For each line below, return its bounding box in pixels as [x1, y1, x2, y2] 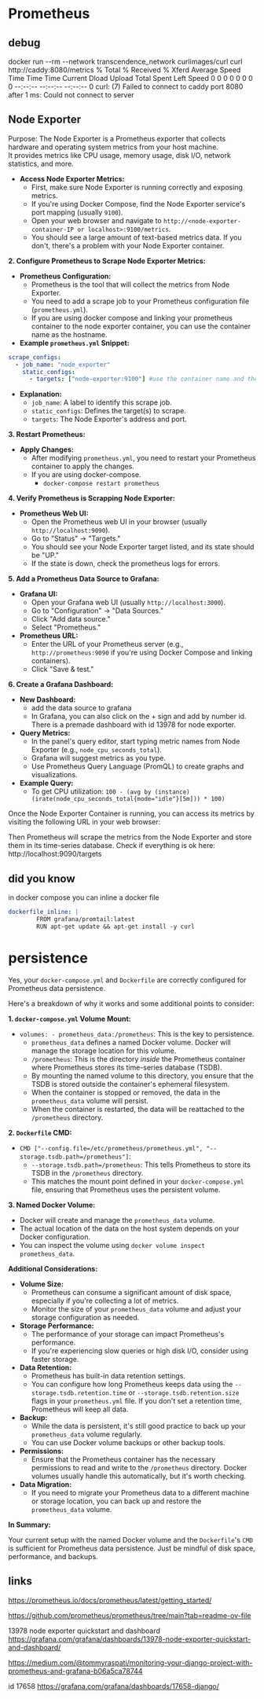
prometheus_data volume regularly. [31, 1429, 143, 1439]
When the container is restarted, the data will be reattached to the [31, 1104, 245, 1114]
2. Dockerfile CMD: [8, 1128, 72, 1137]
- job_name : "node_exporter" [15, 361, 111, 369]
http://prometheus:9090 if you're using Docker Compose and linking [31, 648, 253, 657]
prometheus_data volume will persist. [31, 1095, 149, 1105]
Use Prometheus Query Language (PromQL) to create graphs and [31, 761, 244, 771]
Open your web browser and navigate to [31, 215, 163, 225]
